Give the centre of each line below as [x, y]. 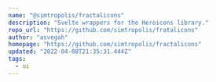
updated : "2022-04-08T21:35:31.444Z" [70, 52]
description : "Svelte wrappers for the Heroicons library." [109, 23]
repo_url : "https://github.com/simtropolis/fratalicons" [103, 30]
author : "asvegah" [38, 37]
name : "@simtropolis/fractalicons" [66, 15]
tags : [17, 59]
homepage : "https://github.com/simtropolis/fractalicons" [105, 45]
